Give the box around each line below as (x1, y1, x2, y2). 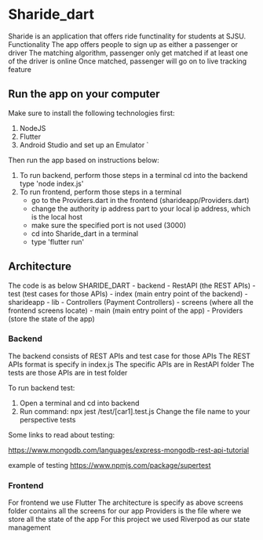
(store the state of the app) (8, 313, 96, 323)
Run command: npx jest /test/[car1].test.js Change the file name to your (19, 406, 250, 416)
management (8, 523, 51, 532)
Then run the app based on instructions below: (8, 155, 159, 165)
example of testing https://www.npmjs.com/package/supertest (8, 460, 211, 469)
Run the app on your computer (8, 88, 160, 101)
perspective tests (19, 415, 76, 424)
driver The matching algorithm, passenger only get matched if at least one (8, 48, 249, 57)
